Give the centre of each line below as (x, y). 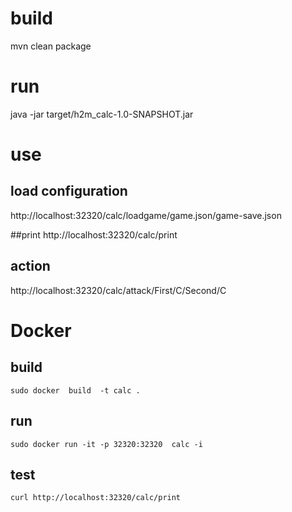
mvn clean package (51, 46)
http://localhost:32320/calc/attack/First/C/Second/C (118, 290)
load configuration (69, 191)
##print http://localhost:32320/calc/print (94, 234)
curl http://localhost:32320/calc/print (96, 498)
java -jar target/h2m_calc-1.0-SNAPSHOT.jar (102, 114)
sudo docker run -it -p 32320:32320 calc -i (106, 444)
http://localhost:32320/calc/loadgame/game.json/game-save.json (146, 215)
